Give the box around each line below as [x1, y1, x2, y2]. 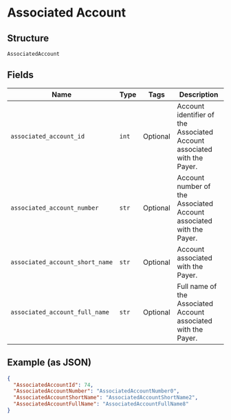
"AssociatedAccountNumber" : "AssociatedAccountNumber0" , [13, 388, 180, 394]
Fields [7, 69, 34, 81]
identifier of [177, 110, 214, 119]
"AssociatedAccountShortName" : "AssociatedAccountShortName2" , [13, 394, 198, 401]
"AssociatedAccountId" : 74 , [13, 381, 94, 388]
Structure [7, 32, 49, 44]
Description [179, 90, 219, 99]
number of [177, 181, 211, 191]
